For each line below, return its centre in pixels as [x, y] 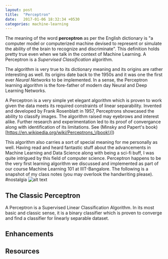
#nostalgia [16, 180]
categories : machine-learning [37, 24]
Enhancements [29, 234]
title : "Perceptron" [28, 15]
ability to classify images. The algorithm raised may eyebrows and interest [82, 117]
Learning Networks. [26, 91]
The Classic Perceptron [43, 195]
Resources [22, 251]
